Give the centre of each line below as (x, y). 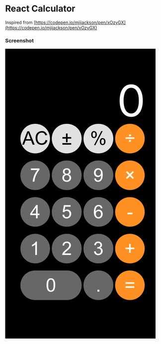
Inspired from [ (20, 22)
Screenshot (19, 40)
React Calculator (40, 9)
